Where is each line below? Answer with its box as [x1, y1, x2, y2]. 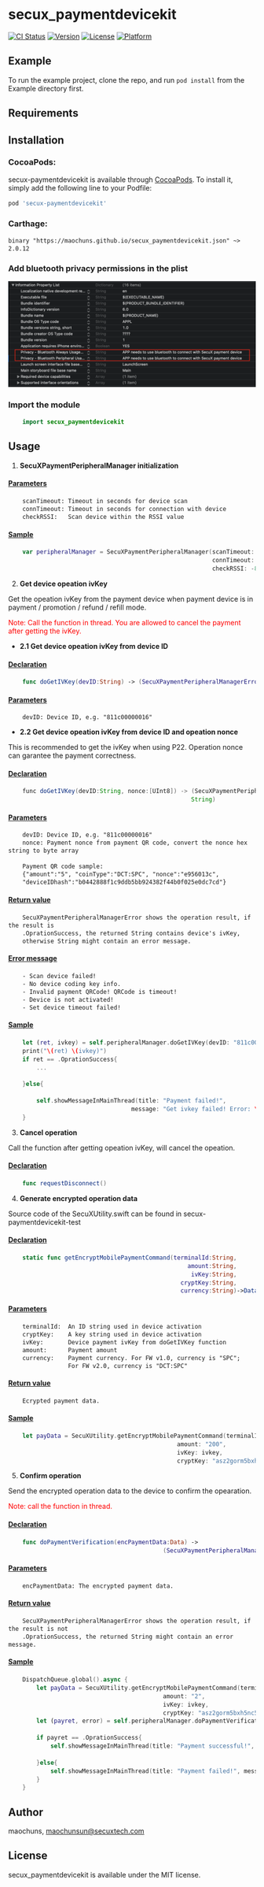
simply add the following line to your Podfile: [8, 183, 152, 192]
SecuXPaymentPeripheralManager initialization [19, 461, 179, 470]
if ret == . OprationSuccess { [22, 1055, 118, 1063]
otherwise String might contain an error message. [22, 937, 192, 945]
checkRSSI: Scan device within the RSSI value [22, 513, 185, 521]
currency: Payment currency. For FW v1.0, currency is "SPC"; [22, 1354, 241, 1362]
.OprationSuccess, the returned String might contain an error [22, 1633, 234, 1640]
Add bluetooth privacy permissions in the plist [8, 262, 189, 273]
